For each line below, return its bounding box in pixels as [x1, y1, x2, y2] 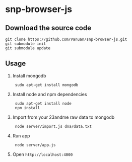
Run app [12, 132, 30, 139]
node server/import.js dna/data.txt [15, 124, 92, 129]
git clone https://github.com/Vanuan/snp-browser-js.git [5, 37, 127, 42]
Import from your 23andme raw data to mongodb [12, 114, 115, 120]
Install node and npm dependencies [12, 91, 87, 97]
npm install [15, 105, 40, 110]
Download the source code [5, 24, 92, 32]
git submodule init [5, 41, 46, 46]
